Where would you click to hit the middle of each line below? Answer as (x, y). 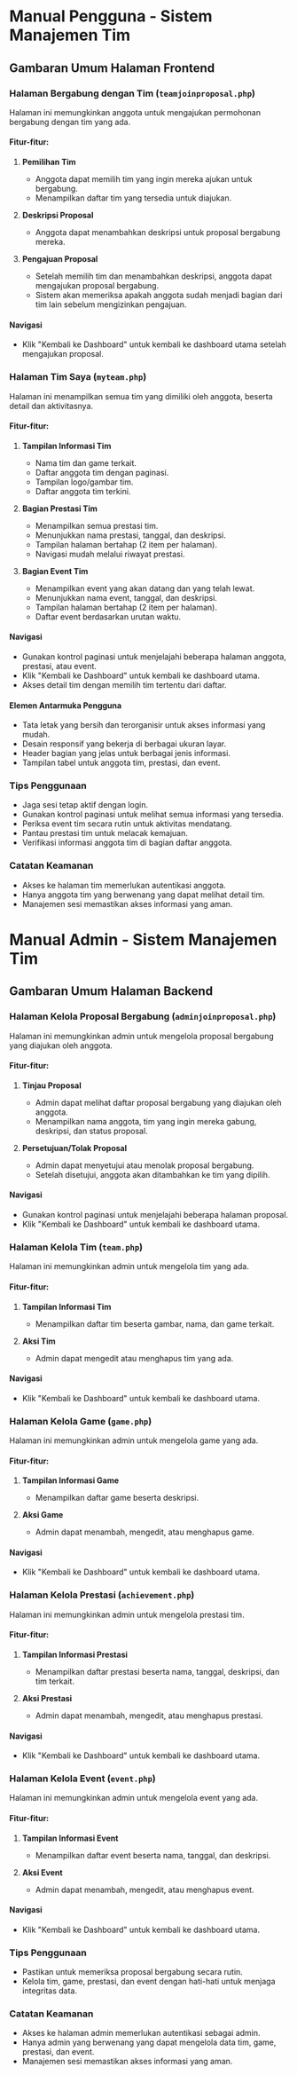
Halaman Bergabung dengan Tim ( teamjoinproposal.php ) (132, 93)
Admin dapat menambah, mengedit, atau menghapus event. (145, 1890)
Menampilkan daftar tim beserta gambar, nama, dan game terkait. (155, 1323)
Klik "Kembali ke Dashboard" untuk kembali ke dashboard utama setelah (154, 344)
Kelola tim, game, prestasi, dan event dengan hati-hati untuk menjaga (149, 1982)
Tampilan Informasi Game (70, 1480)
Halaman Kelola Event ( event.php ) (83, 1779)
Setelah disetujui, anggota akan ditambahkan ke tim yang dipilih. (152, 1174)
